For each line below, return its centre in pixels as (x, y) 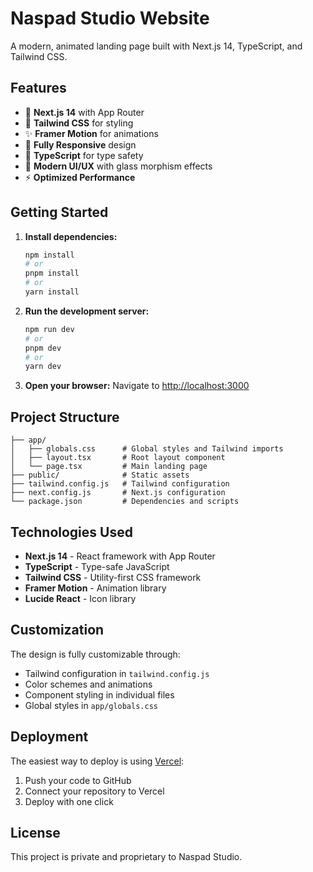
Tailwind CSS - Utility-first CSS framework (113, 577)
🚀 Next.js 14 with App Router (84, 112)
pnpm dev (43, 348)
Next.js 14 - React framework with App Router (120, 556)
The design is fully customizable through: (95, 654)
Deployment (49, 737)
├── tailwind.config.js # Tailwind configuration (120, 484)
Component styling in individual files (99, 694)
